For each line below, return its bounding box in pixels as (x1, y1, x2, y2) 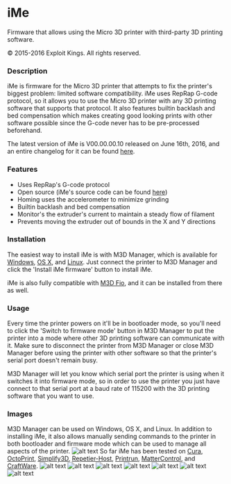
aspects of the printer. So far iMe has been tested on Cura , (7, 447, 203, 455)
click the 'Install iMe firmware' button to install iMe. (7, 265, 153, 273)
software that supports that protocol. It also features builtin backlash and (7, 104, 215, 113)
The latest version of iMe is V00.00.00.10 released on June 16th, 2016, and (7, 140, 220, 148)
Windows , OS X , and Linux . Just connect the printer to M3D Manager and (7, 257, 217, 266)
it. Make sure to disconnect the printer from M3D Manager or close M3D (7, 341, 214, 350)
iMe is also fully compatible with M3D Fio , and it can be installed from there (7, 278, 223, 287)
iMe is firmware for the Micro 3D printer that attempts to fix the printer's (7, 82, 213, 90)
